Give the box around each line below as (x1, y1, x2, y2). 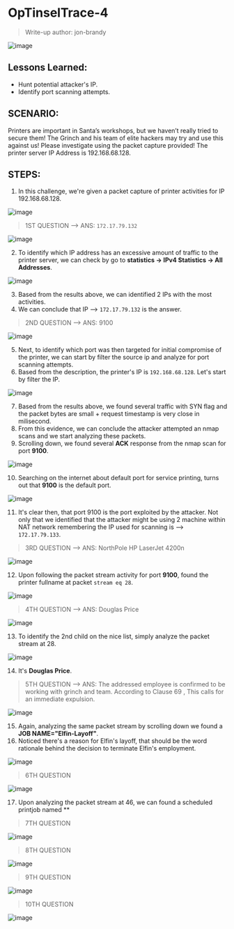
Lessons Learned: (8, 61, 88, 74)
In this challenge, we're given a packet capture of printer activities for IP (17, 187, 225, 196)
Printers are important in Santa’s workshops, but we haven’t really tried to (8, 126, 219, 135)
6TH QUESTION (24, 771, 72, 780)
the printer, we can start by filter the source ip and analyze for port (17, 353, 210, 362)
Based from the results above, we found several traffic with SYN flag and (17, 402, 228, 410)
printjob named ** (17, 806, 70, 814)
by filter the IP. (17, 375, 61, 384)
